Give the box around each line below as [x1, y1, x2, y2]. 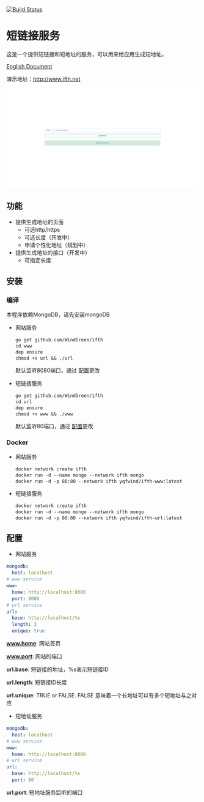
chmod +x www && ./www [15, 411, 73, 417]
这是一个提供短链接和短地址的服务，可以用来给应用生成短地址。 [6, 50, 167, 58]
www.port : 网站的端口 [6, 653, 62, 660]
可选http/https [24, 226, 60, 233]
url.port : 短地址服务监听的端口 [6, 789, 83, 796]
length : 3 [12, 622, 37, 628]
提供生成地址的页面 [15, 218, 64, 226]
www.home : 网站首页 [6, 640, 61, 647]
